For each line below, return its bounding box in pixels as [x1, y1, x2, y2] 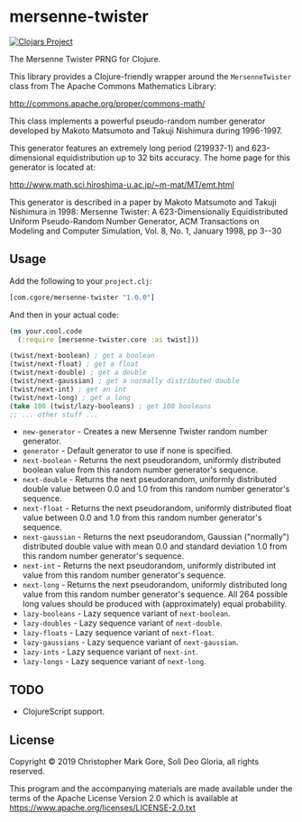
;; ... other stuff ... [9, 410, 99, 419]
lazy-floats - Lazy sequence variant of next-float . [22, 627, 215, 638]
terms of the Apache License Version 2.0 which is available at [9, 793, 239, 803]
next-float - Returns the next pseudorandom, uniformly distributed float [22, 503, 292, 514]
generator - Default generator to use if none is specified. [22, 445, 233, 456]
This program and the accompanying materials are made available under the [9, 783, 293, 794]
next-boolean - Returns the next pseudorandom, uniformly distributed [22, 455, 281, 466]
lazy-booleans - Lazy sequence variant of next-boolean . [22, 608, 232, 619]
